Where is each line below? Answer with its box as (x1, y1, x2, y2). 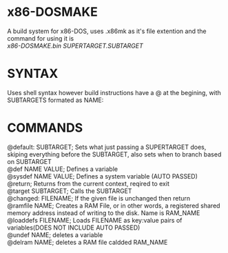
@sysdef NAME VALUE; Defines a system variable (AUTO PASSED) (7, 172, 198, 180)
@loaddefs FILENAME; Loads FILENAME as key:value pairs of (7, 216, 183, 224)
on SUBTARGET (7, 157, 52, 165)
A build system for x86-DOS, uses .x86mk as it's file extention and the (7, 27, 207, 35)
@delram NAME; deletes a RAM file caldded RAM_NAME (7, 238, 168, 246)
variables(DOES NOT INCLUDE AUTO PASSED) (7, 223, 141, 232)
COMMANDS (7, 120, 83, 136)
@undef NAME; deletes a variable (7, 230, 103, 239)
